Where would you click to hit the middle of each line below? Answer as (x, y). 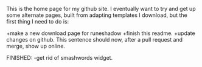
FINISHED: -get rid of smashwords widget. (60, 58)
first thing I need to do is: (38, 21)
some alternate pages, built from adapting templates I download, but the (97, 15)
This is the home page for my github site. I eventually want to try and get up (101, 9)
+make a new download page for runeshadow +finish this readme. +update (101, 33)
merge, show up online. (36, 46)
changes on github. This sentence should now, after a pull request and (95, 40)
